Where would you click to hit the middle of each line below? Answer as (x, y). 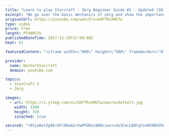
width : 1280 (27, 107)
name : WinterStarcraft (33, 65)
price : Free (18, 29)
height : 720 (27, 112)
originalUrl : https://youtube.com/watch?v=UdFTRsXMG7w (64, 19)
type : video (18, 24)
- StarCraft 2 (24, 84)
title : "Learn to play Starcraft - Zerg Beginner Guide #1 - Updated (80, 10)
